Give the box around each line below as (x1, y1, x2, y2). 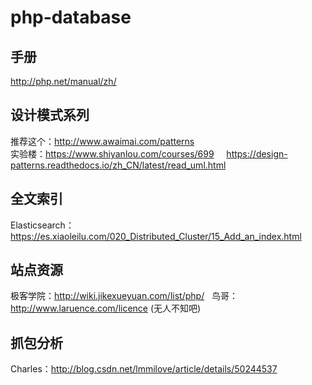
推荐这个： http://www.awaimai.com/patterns (10, 135, 195, 147)
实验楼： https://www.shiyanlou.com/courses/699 (10, 147, 215, 160)
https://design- (226, 147, 288, 160)
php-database (10, 6, 132, 29)
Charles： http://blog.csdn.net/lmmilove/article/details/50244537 (10, 363, 278, 375)
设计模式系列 (10, 107, 90, 124)
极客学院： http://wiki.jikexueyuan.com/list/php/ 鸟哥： (10, 290, 238, 302)
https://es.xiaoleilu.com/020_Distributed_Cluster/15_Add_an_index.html (10, 230, 302, 242)
